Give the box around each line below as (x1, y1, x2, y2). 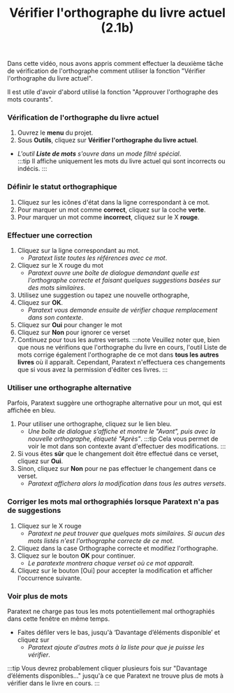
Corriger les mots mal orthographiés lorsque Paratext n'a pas (7, 497, 219, 507)
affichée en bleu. (7, 406, 56, 415)
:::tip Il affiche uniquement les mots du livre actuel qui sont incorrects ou (17, 157, 226, 165)
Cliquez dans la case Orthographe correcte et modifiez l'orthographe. (17, 544, 219, 552)
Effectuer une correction (7, 230, 93, 240)
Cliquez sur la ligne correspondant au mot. (17, 247, 140, 255)
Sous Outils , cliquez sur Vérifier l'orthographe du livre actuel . (17, 136, 198, 144)
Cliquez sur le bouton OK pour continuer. (17, 551, 136, 560)
